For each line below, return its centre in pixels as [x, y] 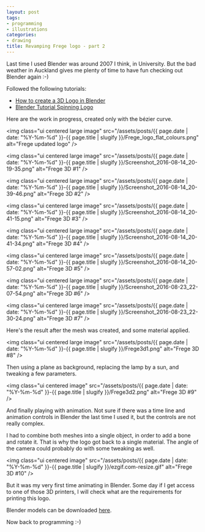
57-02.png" [21, 268]
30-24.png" [21, 318]
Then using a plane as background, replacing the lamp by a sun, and [93, 367]
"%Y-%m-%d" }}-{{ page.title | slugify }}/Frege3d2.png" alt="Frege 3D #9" [102, 392]
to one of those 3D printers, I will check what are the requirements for [94, 492]
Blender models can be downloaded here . [59, 510]
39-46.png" [21, 193]
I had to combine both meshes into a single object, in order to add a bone [99, 435]
